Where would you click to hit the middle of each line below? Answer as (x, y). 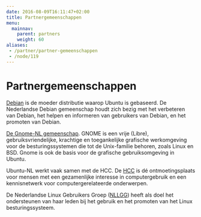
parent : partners (39, 34)
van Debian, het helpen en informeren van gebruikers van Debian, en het (96, 115)
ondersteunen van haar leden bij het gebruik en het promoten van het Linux (100, 201)
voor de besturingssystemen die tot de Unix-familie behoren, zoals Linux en (100, 146)
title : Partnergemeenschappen (44, 17)
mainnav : (22, 28)
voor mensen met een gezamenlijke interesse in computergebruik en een (96, 177)
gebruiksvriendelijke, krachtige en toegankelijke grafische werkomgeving (97, 140)
